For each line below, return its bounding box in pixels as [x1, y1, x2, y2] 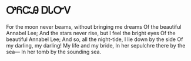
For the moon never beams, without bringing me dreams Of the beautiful [6, 23, 182, 30]
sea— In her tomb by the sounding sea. [6, 48, 102, 55]
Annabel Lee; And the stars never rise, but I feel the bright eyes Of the [6, 29, 176, 36]
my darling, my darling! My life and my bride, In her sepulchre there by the [6, 42, 186, 49]
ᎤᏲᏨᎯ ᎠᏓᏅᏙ [6, 4, 72, 17]
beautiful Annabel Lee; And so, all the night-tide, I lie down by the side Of [6, 36, 183, 43]
